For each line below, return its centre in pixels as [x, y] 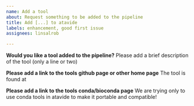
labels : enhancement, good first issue [55, 28]
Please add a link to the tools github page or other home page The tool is [96, 73]
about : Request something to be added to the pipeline [75, 17]
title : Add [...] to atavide [42, 22]
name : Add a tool [27, 11]
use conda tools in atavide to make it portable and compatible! [81, 97]
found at [16, 79]
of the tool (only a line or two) [42, 62]
